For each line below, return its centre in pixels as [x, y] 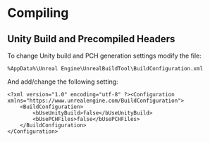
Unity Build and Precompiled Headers [91, 39]
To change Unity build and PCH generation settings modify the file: [105, 56]
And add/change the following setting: [63, 82]
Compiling [38, 13]
